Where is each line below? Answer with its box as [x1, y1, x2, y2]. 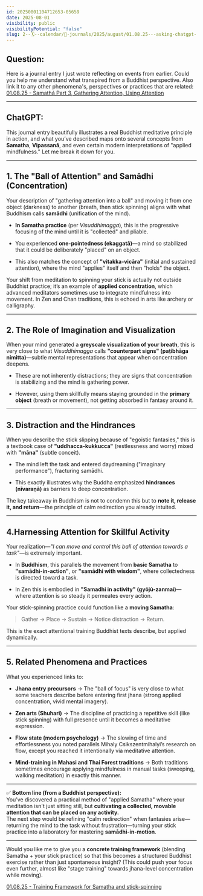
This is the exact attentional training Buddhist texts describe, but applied [6, 627, 186, 634]
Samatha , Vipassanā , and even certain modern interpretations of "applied [6, 141, 192, 149]
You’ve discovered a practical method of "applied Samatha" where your [6, 795, 185, 803]
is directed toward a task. [14, 574, 79, 581]
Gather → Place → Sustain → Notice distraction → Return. [21, 616, 165, 623]
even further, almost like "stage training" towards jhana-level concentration [6, 864, 193, 872]
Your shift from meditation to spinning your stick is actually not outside [6, 276, 182, 283]
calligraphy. [6, 301, 35, 309]
